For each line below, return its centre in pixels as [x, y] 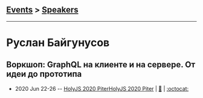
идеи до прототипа [44, 74]
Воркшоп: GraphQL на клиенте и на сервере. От [101, 65]
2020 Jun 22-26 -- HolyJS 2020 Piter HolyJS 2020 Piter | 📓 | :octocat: [102, 88]
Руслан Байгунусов [58, 43]
